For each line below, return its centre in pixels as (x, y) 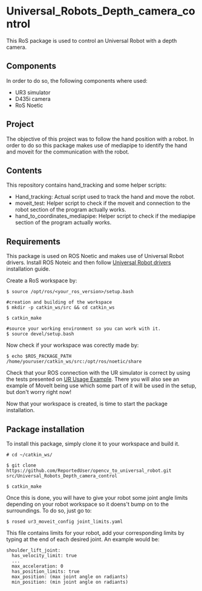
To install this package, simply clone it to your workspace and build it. (93, 444)
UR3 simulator (33, 92)
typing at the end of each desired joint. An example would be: (83, 539)
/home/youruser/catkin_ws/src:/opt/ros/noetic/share (74, 362)
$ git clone (21, 465)
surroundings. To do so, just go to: (49, 511)
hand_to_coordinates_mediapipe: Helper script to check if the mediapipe (105, 216)
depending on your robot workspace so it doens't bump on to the (88, 504)
